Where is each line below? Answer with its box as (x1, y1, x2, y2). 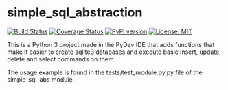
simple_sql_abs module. (7, 75, 75, 83)
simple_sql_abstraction (7, 5, 143, 20)
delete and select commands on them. (7, 55, 115, 63)
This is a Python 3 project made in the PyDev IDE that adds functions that (7, 40, 215, 48)
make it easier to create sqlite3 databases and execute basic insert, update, (7, 48, 221, 56)
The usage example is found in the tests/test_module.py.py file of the (7, 68, 203, 76)
